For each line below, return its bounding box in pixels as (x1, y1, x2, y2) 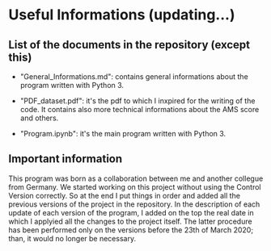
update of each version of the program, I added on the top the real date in (8, 207, 254, 217)
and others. (19, 113, 59, 123)
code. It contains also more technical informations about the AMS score (19, 105, 260, 114)
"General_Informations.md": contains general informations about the (19, 72, 248, 82)
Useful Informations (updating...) (8, 6, 235, 24)
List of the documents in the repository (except (8, 38, 251, 52)
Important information (8, 152, 123, 166)
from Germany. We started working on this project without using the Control (8, 182, 261, 191)
